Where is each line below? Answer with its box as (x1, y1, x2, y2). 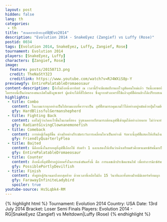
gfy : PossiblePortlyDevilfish (11, 164, 75, 169)
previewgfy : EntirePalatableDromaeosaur (5, 81, 90, 86)
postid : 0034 (5, 40, 32, 45)
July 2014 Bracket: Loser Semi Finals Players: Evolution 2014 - (5, 206, 133, 212)
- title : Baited (7, 141, 41, 146)
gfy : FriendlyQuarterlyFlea (11, 136, 70, 141)
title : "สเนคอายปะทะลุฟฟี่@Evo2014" (5, 30, 69, 35)
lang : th (5, 16, 23, 21)
